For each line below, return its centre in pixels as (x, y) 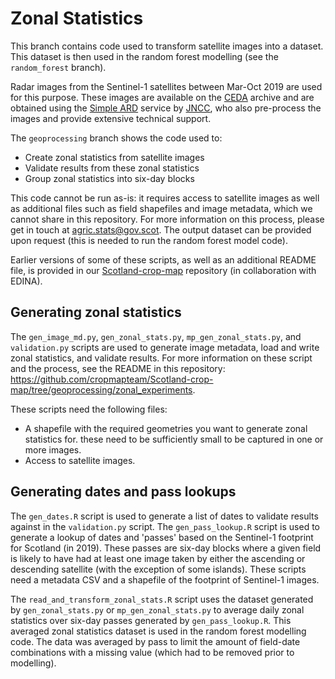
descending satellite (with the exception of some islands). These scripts (158, 569)
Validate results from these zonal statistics (112, 168)
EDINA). (26, 281)
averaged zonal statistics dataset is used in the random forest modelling (158, 631)
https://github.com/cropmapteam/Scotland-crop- (112, 379)
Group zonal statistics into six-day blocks (109, 178)
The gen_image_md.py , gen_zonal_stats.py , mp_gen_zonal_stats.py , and (156, 336)
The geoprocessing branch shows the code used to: (116, 138)
